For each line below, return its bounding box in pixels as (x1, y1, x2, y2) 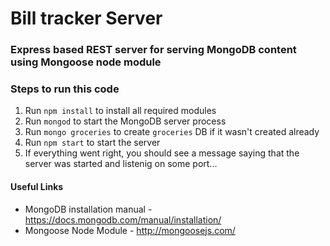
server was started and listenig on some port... (24, 158, 218, 170)
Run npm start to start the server (24, 137, 161, 149)
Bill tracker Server (10, 7, 163, 30)
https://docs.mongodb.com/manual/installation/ (24, 213, 222, 226)
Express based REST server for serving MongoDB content (10, 43, 297, 57)
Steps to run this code (10, 82, 120, 96)
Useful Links (10, 181, 64, 192)
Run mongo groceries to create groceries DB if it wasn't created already (24, 126, 320, 138)
